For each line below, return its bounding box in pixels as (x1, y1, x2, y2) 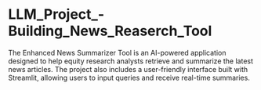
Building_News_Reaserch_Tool (8, 22, 212, 40)
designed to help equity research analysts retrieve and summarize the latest (8, 56, 253, 66)
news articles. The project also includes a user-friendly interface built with (8, 64, 248, 74)
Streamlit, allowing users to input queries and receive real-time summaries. (8, 73, 251, 82)
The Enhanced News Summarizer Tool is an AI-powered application (8, 48, 227, 57)
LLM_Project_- (8, 5, 104, 23)
